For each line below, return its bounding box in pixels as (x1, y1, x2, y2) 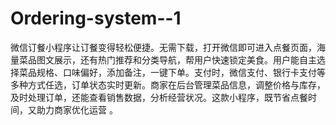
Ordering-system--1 (10, 7, 182, 30)
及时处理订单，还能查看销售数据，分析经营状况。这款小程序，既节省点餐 (10, 91, 308, 103)
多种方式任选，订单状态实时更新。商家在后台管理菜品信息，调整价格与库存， (10, 78, 326, 91)
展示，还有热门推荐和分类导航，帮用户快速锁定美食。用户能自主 (53, 53, 317, 66)
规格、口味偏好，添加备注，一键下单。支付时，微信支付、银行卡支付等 (36, 66, 326, 78)
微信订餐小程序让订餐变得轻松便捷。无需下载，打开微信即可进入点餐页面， (10, 41, 317, 53)
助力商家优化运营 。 (36, 103, 118, 116)
